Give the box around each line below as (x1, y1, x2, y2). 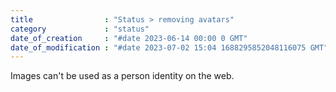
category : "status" (10, 24, 150, 34)
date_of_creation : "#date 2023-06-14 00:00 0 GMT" (10, 33, 248, 43)
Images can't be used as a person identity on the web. (10, 70, 235, 82)
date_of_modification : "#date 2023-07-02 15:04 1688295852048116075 (10, 42, 307, 53)
